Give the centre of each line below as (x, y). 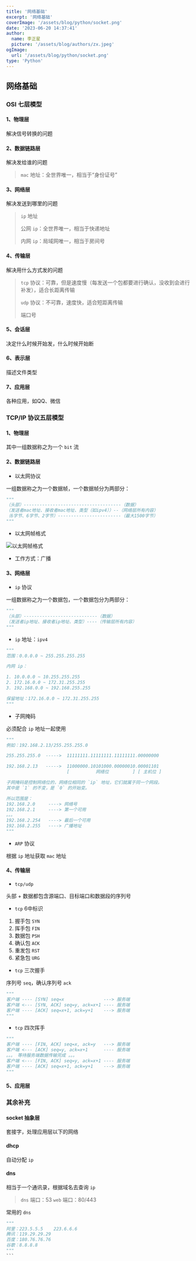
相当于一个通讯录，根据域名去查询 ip (51, 1187)
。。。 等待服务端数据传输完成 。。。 (42, 1056)
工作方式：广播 (33, 558)
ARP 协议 (25, 843)
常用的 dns (19, 1212)
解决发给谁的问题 (27, 162)
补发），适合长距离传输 (48, 290)
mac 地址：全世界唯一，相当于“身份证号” (69, 175)
